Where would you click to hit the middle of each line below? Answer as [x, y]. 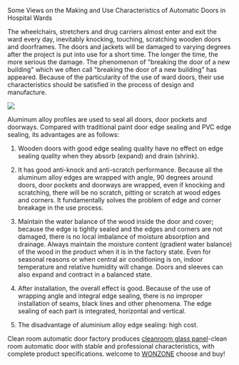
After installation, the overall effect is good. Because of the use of [114, 288]
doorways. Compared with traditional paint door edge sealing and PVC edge [119, 127]
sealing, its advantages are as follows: [63, 134]
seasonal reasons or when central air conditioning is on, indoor [110, 259]
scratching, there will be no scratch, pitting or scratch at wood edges [119, 192]
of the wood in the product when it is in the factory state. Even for [115, 252]
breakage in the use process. [61, 207]
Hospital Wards [30, 18]
